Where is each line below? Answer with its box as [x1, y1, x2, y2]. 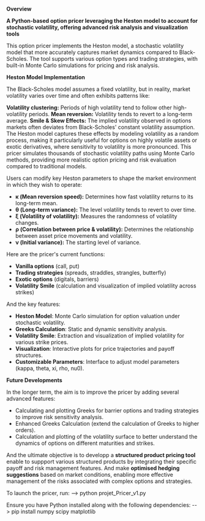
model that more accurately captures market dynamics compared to [6, 49, 178, 56]
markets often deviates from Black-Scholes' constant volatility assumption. [6, 123, 195, 131]
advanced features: [6, 395, 56, 402]
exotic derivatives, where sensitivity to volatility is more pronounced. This [6, 143, 192, 150]
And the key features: [6, 300, 61, 308]
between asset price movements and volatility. [15, 232, 133, 239]
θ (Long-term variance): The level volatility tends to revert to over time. [15, 206, 196, 213]
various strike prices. [15, 339, 69, 346]
